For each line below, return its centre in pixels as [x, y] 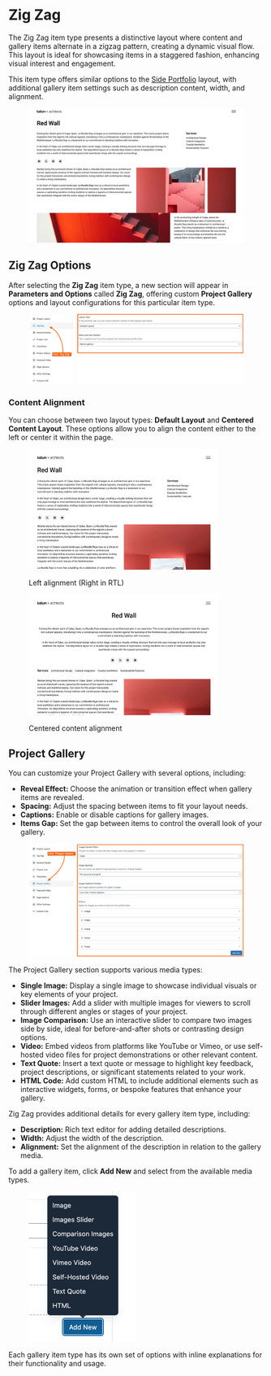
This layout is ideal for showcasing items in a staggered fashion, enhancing [134, 55]
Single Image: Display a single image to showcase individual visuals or [138, 985]
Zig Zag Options [50, 266]
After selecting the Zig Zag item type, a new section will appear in [118, 285]
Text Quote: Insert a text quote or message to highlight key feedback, [137, 1063]
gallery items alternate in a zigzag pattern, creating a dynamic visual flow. [131, 46]
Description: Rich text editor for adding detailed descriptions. [123, 1129]
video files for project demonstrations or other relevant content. [151, 1055]
